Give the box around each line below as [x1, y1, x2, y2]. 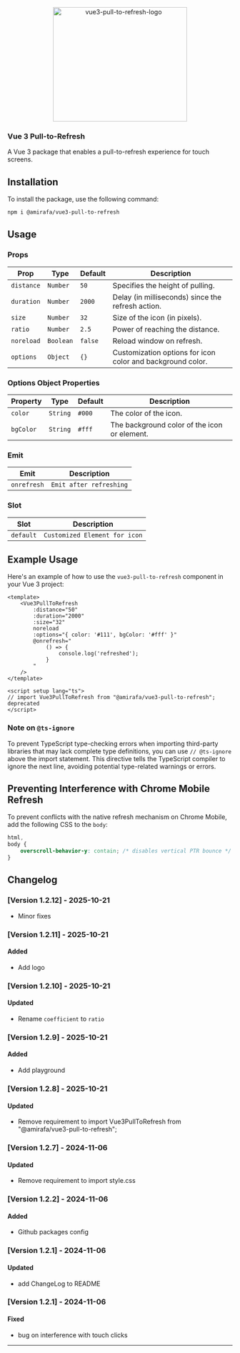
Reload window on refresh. [112, 336, 203, 346]
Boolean [47, 337, 74, 345]
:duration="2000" [33, 613, 84, 620]
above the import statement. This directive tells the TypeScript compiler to [7, 754, 226, 763]
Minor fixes [17, 911, 51, 920]
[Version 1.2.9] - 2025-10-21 [7, 1032, 108, 1042]
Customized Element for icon [44, 531, 143, 539]
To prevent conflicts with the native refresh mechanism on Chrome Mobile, [7, 813, 227, 821]
